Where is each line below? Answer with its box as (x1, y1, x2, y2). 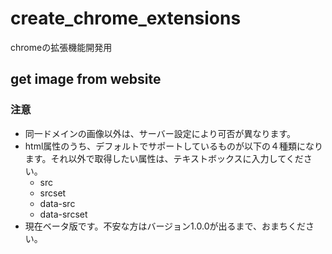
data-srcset (39, 208, 88, 220)
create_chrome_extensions (10, 7, 242, 30)
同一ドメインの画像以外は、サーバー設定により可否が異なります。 (24, 127, 296, 139)
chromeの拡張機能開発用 (10, 41, 113, 53)
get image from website (10, 71, 162, 88)
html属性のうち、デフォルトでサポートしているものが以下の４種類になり (24, 140, 323, 152)
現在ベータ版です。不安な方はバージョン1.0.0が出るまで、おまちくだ (24, 220, 306, 232)
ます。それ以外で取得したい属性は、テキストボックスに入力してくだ (24, 152, 304, 164)
